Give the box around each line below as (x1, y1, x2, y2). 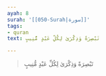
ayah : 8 (7, 9, 29, 17)
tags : (7, 22, 23, 29)
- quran (7, 28, 29, 36)
